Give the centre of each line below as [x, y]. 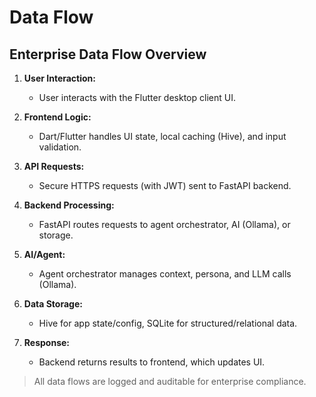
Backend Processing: [69, 205]
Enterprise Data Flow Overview [108, 54]
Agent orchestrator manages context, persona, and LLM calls [165, 274]
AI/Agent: [44, 254]
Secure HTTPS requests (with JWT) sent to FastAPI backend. [165, 185]
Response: [46, 342]
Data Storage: [53, 304]
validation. [60, 147]
